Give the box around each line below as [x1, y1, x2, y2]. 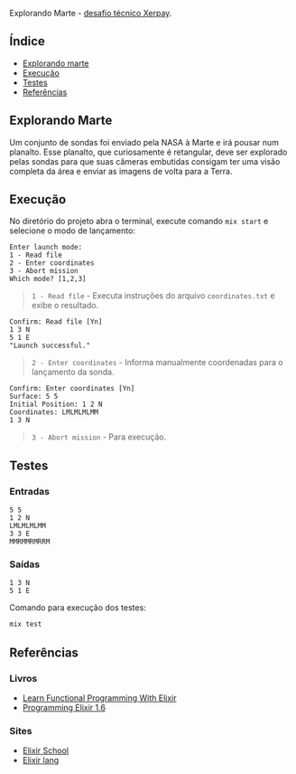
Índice [9, 33, 45, 49]
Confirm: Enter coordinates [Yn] [9, 384, 135, 393]
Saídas [9, 558, 41, 571]
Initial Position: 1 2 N [9, 400, 103, 410]
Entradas [9, 485, 51, 497]
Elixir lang [22, 755, 60, 766]
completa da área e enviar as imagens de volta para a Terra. [9, 165, 233, 176]
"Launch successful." [9, 341, 91, 351]
